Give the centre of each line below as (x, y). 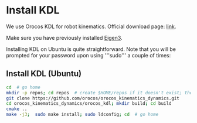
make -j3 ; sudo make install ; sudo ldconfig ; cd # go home (82, 115)
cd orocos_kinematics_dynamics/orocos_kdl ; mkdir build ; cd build (89, 104)
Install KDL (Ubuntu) (44, 74)
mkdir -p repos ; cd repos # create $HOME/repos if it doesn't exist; (94, 93)
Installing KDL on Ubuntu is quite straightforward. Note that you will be (91, 49)
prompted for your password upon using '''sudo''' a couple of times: (89, 55)
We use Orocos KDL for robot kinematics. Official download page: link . (91, 26)
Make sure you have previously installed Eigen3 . (64, 37)
